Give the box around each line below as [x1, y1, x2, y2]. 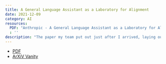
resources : [5, 21, 28, 26]
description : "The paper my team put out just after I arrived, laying [5, 35, 156, 40]
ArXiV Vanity [12, 53, 39, 59]
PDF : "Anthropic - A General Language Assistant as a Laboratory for [9, 26, 156, 31]
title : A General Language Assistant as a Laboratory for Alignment [5, 7, 149, 12]
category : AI [5, 16, 32, 21]
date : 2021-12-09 [5, 12, 41, 17]
